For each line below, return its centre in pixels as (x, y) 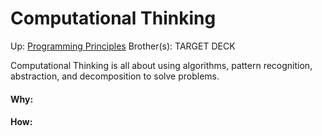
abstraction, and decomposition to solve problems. (115, 76)
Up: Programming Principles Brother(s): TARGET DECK (123, 46)
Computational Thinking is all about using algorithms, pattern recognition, (161, 65)
